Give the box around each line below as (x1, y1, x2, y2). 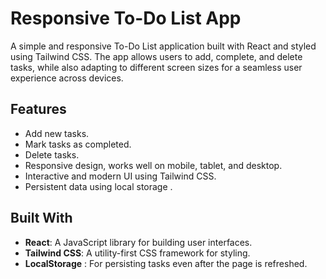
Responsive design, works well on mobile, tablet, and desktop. (24, 159, 283, 171)
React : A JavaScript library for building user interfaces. (24, 236, 253, 248)
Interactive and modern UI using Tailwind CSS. (24, 170, 217, 182)
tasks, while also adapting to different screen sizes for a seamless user (10, 61, 303, 73)
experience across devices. (10, 72, 124, 84)
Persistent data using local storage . (24, 180, 173, 192)
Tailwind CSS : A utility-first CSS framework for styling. (24, 247, 251, 259)
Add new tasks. (24, 127, 90, 139)
